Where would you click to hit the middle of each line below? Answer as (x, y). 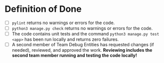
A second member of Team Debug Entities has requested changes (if (83, 45)
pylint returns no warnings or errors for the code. (63, 23)
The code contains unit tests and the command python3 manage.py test (85, 34)
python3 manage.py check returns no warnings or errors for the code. (82, 28)
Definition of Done (43, 9)
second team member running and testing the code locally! (75, 56)
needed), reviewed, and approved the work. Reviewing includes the (82, 50)
